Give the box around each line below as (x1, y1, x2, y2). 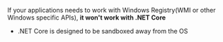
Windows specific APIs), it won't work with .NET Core (7, 13, 166, 22)
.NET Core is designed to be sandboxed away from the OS (17, 27, 188, 35)
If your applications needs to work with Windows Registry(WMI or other (7, 6, 216, 14)
